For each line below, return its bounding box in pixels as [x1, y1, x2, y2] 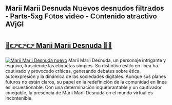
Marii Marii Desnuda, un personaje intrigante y [68, 57, 166, 63]
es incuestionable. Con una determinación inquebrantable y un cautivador [5, 84, 162, 90]
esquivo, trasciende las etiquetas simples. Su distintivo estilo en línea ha [5, 63, 158, 68]
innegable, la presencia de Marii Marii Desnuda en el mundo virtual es [5, 90, 153, 96]
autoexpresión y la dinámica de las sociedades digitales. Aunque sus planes [5, 73, 166, 80]
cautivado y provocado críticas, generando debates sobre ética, [5, 68, 141, 74]
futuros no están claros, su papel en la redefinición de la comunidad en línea [5, 79, 167, 85]
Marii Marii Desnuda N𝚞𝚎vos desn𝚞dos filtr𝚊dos [5, 4, 164, 13]
